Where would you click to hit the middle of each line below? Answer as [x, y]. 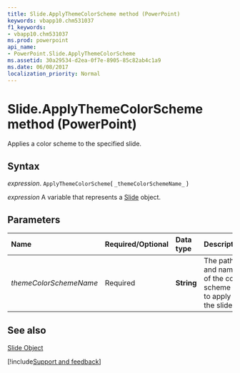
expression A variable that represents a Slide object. [84, 198]
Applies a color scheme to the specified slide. [74, 144]
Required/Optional [137, 245]
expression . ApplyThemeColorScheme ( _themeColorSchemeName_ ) [98, 183]
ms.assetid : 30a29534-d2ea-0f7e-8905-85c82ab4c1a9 [84, 61]
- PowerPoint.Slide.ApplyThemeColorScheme [71, 54]
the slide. [219, 305]
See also [27, 331]
